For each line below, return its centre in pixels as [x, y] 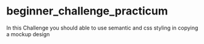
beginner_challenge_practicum [87, 11]
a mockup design [28, 34]
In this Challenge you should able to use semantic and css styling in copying [102, 28]
